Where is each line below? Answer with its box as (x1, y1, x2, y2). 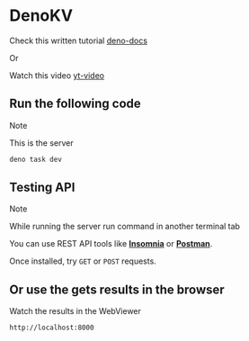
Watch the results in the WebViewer (9, 306, 142, 317)
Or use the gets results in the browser (9, 282, 225, 297)
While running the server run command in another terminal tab (9, 221, 241, 232)
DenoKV (9, 5, 74, 26)
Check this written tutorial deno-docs (9, 35, 148, 46)
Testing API (9, 180, 76, 195)
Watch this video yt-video (9, 69, 105, 81)
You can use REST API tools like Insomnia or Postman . (9, 238, 213, 249)
